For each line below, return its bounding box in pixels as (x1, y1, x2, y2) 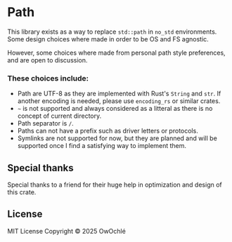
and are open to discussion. (7, 55, 88, 64)
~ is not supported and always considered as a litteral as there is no (17, 105, 213, 113)
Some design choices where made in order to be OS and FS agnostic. (7, 34, 209, 43)
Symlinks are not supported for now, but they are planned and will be (17, 134, 218, 142)
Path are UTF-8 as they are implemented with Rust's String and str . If (17, 89, 221, 98)
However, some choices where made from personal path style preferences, (7, 48, 226, 57)
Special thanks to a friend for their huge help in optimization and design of (7, 180, 223, 189)
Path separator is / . (17, 119, 74, 128)
